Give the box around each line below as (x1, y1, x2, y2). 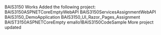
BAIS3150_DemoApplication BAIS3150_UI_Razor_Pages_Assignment (4, 14, 141, 20)
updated (4, 24, 21, 30)
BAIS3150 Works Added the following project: (4, 4, 96, 10)
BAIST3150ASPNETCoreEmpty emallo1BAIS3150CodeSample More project (4, 19, 154, 25)
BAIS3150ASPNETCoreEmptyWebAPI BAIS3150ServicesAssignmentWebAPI (4, 9, 156, 15)
